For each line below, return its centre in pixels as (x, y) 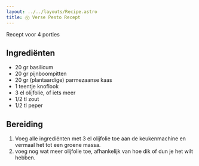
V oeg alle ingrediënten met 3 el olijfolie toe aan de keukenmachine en (100, 139)
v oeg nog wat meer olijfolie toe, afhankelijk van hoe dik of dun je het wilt (104, 151)
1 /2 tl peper (29, 106)
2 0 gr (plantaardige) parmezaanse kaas (63, 80)
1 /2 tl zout (27, 99)
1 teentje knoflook (37, 87)
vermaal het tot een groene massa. (58, 145)
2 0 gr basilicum (34, 67)
